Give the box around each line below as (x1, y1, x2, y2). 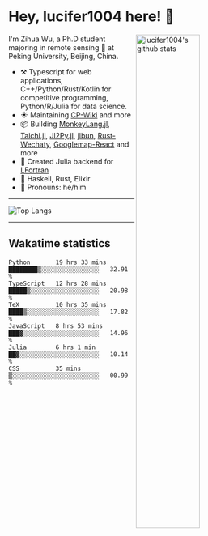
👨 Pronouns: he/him (19, 182, 87, 192)
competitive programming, (19, 92, 109, 102)
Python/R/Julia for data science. (19, 101, 128, 111)
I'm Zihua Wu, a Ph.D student (8, 34, 106, 44)
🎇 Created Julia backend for (19, 156, 114, 166)
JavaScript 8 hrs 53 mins (8, 321, 104, 330)
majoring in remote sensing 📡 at (8, 42, 115, 52)
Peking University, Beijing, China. (8, 51, 119, 61)
